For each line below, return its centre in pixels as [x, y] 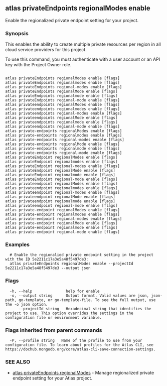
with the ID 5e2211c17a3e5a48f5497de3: [47, 260]
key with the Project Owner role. [38, 65]
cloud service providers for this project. [46, 50]
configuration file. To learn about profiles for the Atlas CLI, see [79, 345]
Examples [18, 244]
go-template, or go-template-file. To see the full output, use [87, 300]
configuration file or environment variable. [53, 317]
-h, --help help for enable [55, 291]
